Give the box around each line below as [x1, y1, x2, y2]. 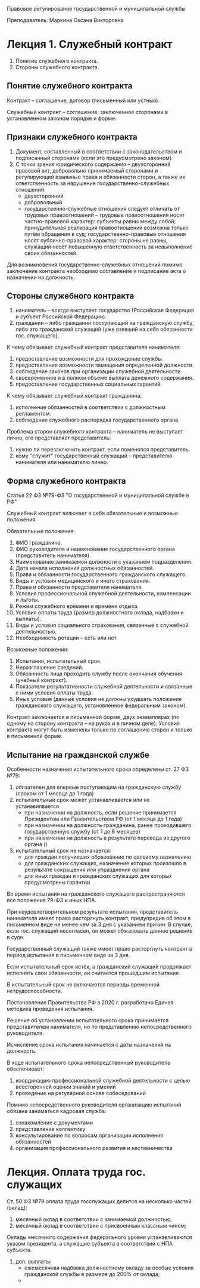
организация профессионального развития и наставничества [15, 1145, 173, 1151]
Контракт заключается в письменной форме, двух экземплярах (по [7, 714, 180, 721]
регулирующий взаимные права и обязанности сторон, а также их [15, 173, 186, 180]
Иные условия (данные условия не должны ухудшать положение [15, 696, 182, 703]
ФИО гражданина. [15, 539, 62, 546]
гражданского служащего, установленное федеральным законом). [15, 702, 187, 709]
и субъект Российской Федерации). [15, 313, 107, 320]
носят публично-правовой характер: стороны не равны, [24, 236, 168, 244]
